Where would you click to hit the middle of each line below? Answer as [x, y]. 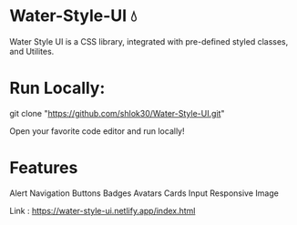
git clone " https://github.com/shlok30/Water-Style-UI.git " [117, 113]
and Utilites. [32, 51]
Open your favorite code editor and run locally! [97, 131]
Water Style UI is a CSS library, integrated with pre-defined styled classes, [149, 41]
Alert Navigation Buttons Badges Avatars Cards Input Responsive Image [144, 193]
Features [44, 168]
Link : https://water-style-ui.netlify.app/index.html [102, 210]
